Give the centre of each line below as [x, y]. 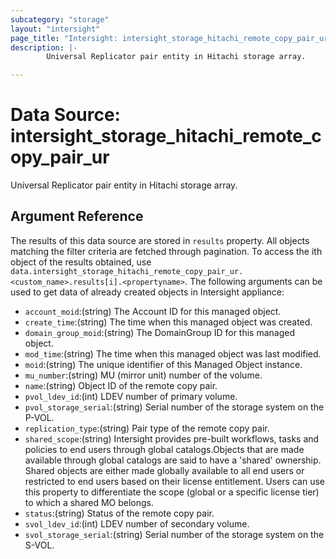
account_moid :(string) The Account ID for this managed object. [153, 311]
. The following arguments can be [253, 281]
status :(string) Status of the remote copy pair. [119, 513]
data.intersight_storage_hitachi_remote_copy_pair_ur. [127, 271]
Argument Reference [77, 216]
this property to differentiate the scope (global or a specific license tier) [172, 492]
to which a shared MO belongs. [89, 502]
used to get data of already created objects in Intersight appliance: [147, 292]
